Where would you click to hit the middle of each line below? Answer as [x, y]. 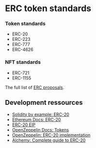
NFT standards [23, 62]
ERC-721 [21, 73]
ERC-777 [21, 45]
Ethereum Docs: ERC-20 [36, 119]
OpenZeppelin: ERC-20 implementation [51, 135]
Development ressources [44, 103]
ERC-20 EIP [24, 125]
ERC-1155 [22, 78]
